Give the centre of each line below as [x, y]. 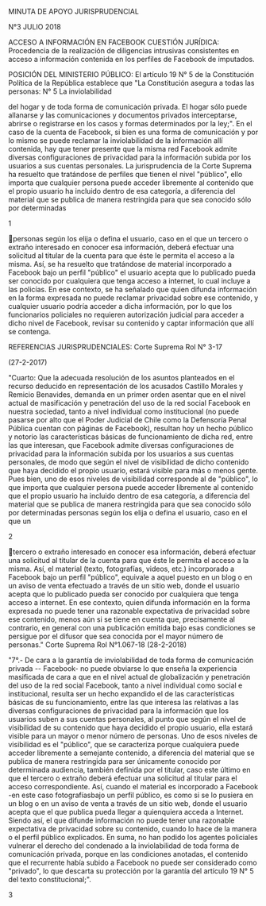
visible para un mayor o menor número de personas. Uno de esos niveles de [133, 736]
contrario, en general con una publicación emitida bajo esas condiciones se [132, 628]
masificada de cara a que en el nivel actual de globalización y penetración [129, 677]
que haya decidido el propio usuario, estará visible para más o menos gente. [133, 470]
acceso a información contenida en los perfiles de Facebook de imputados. [132, 59]
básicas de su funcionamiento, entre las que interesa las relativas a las [124, 702]
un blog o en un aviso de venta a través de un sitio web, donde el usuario [128, 804]
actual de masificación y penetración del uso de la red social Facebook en [130, 403]
